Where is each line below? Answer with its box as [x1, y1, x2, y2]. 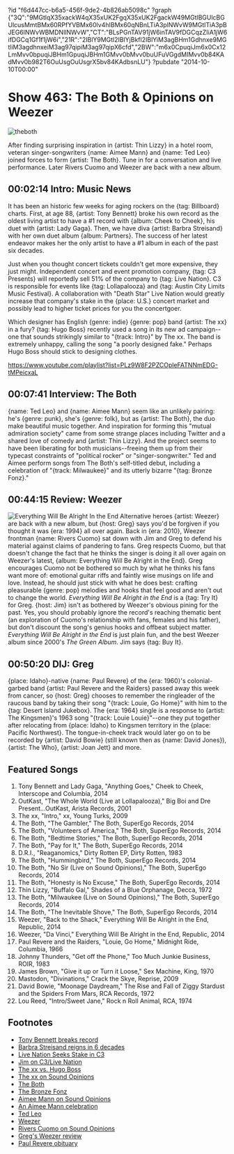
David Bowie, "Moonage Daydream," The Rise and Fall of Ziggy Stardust [17, 982, 225, 990]
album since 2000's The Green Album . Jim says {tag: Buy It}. [8, 638, 183, 647]
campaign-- [187, 325, 221, 333]
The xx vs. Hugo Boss [17, 1065, 81, 1073]
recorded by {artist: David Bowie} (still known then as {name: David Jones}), [8, 736, 227, 744]
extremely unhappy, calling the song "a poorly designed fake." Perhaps [8, 339, 212, 348]
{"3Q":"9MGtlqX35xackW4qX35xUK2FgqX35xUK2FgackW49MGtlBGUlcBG [8, 13, 225, 22]
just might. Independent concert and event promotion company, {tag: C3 [8, 267, 217, 275]
